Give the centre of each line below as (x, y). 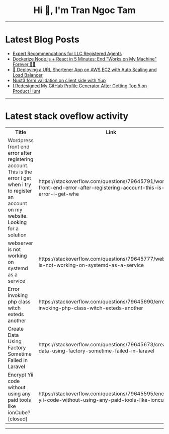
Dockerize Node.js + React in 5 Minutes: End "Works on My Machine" (84, 59)
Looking (17, 222)
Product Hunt (26, 91)
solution (17, 235)
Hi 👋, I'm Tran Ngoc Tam (84, 10)
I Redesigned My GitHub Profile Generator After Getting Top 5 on (80, 86)
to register (20, 191)
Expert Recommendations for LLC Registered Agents (67, 53)
